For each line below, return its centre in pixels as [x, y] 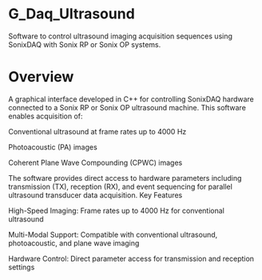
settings [22, 267]
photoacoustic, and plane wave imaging [74, 243]
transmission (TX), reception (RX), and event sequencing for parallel [121, 186]
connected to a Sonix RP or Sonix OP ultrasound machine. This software [127, 107]
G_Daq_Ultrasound [72, 14]
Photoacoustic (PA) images [53, 147]
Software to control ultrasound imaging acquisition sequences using [121, 36]
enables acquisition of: [46, 116]
